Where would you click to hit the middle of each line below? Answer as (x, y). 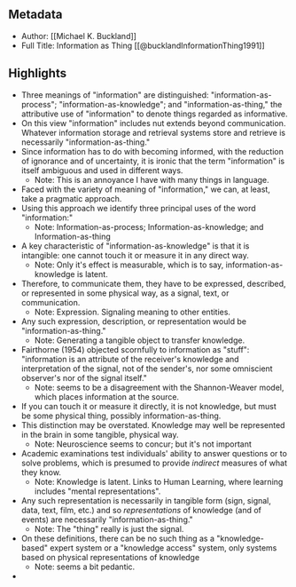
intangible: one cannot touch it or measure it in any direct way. (135, 255)
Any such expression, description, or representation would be (134, 321)
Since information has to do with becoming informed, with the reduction (152, 151)
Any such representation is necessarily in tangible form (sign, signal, (146, 500)
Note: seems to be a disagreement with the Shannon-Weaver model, (159, 387)
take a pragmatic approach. (71, 198)
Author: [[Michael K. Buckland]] (78, 36)
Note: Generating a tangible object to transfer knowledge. (140, 340)
